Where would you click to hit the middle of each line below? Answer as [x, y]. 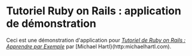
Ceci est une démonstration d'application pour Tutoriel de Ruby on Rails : [96, 40]
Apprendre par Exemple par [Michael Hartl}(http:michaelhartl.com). [89, 46]
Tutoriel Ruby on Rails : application [94, 11]
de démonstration [51, 24]
